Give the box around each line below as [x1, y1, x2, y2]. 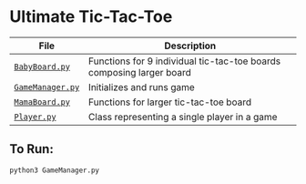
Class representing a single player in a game [87, 110, 278, 123]
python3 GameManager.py [9, 166, 100, 175]
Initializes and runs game [87, 80, 196, 93]
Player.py [14, 111, 56, 122]
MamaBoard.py [14, 97, 71, 107]
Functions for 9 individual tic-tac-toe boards [87, 55, 281, 67]
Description [164, 39, 217, 52]
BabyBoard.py [14, 61, 71, 72]
